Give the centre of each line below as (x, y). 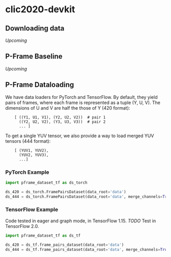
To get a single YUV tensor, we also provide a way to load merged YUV (80, 136)
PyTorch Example (27, 172)
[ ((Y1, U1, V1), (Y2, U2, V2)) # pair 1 (60, 117)
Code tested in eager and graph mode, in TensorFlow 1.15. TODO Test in (81, 221)
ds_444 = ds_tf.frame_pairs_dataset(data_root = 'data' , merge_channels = (83, 249)
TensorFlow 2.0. (22, 226)
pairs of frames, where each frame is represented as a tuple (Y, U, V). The (83, 102)
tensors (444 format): (28, 141)
